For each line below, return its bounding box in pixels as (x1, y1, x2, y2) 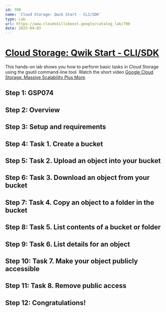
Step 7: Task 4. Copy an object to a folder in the (5, 198, 155, 207)
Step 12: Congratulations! (5, 299, 86, 307)
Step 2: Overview (5, 106, 60, 114)
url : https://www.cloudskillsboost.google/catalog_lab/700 (5, 21, 131, 26)
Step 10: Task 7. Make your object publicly (5, 257, 138, 265)
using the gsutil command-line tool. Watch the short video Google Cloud (5, 69, 154, 75)
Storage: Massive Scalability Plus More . (5, 74, 86, 80)
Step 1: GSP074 (5, 89, 54, 97)
